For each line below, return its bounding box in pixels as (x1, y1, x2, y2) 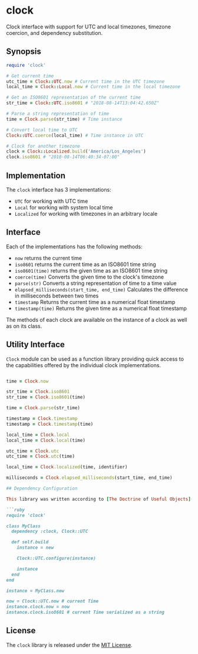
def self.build (11, 539, 49, 545)
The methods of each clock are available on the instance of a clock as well (6, 316, 187, 323)
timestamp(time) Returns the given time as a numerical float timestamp (14, 305, 187, 312)
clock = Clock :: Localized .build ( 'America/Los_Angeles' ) (6, 148, 146, 154)
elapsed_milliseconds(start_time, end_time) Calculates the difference (14, 286, 189, 293)
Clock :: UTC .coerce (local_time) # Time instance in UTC (6, 132, 144, 138)
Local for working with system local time (14, 203, 113, 211)
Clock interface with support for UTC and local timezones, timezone (6, 23, 171, 30)
